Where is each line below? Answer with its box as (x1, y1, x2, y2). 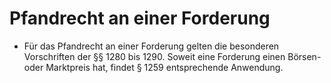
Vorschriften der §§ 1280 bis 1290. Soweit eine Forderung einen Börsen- (23, 50, 322, 62)
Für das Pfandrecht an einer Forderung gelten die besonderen (23, 40, 280, 52)
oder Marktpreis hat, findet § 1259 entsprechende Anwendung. (23, 61, 284, 73)
